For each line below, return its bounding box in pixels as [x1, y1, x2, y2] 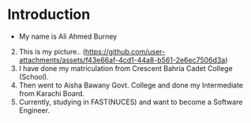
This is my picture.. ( [18, 47, 86, 56]
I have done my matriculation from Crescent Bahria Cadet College [18, 63, 234, 73]
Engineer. [18, 105, 51, 115]
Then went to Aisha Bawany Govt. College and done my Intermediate [18, 80, 244, 90]
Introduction [7, 6, 91, 24]
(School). [18, 72, 49, 81]
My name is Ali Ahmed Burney [18, 32, 118, 41]
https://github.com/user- [84, 47, 166, 56]
